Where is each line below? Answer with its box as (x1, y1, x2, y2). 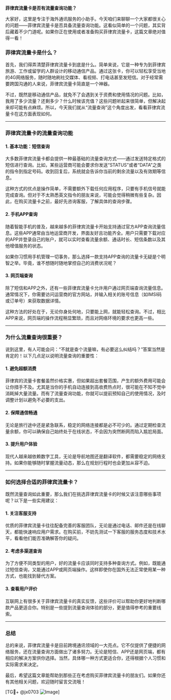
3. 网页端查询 (5, 273, 33, 279)
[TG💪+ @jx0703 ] (5, 689, 60, 695)
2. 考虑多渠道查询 (5, 548, 42, 554)
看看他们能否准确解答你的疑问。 (14, 535, 81, 541)
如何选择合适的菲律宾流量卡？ (5, 478, 79, 485)
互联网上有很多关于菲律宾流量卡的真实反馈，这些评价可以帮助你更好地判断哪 (5, 598, 166, 604)
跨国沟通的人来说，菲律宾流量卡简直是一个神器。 (9, 81, 112, 87)
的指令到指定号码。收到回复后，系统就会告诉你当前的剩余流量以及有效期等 (5, 168, 161, 174)
